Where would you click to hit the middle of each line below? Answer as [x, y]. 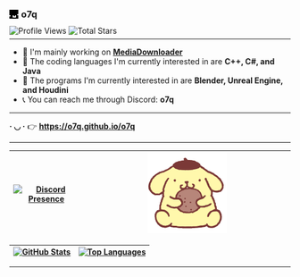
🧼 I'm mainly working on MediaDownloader [102, 52]
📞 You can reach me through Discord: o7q [98, 100]
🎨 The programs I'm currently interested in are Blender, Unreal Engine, [153, 80]
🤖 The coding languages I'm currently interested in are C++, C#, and [148, 62]
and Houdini [45, 90]
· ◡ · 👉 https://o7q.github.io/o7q [72, 126]
